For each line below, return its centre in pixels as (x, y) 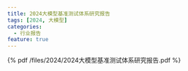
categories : (25, 26)
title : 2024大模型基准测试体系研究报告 (59, 14)
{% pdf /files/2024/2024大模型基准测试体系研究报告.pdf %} (94, 61)
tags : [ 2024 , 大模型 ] (37, 20)
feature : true (28, 40)
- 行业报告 (27, 33)
